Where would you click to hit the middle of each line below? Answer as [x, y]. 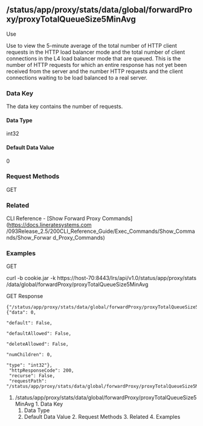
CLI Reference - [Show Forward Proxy [53, 218]
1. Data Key [49, 404]
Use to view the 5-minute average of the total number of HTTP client [92, 45]
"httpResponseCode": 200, [41, 370]
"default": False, [29, 323]
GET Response [25, 296]
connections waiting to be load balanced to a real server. [77, 77]
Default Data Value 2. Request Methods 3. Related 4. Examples [102, 417]
